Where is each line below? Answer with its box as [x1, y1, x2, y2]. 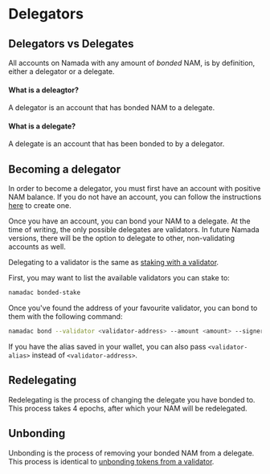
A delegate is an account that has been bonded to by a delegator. [8, 139, 225, 149]
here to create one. [8, 201, 72, 210]
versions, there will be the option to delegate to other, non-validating [8, 234, 235, 243]
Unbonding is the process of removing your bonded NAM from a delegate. [8, 447, 255, 458]
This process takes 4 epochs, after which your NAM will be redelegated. [8, 403, 247, 413]
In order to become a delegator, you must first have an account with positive [8, 184, 261, 194]
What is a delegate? [8, 121, 76, 131]
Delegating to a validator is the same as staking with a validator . [8, 258, 219, 268]
